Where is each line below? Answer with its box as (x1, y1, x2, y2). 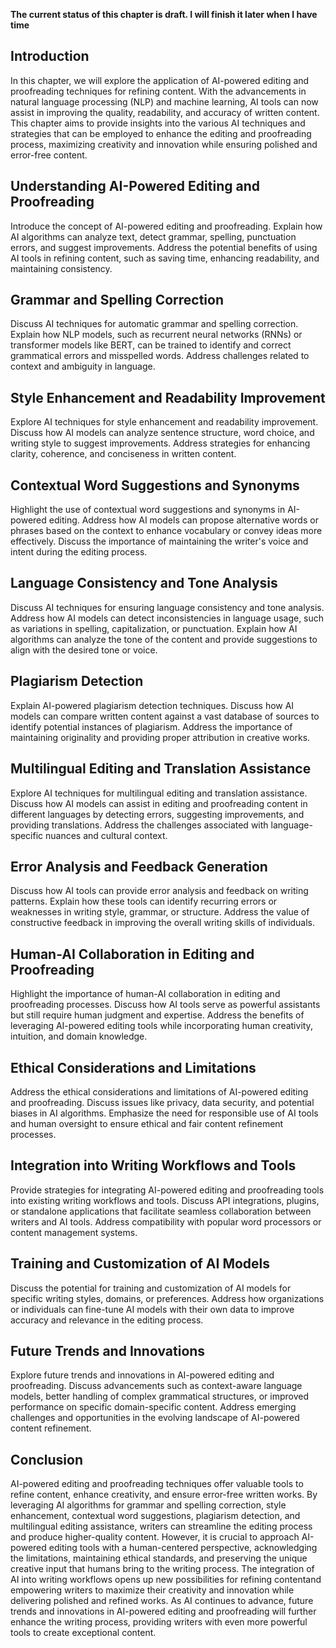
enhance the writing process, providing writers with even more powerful (10, 1616, 308, 1628)
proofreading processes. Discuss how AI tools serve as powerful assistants (10, 999, 321, 1011)
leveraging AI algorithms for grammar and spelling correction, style (10, 1499, 287, 1511)
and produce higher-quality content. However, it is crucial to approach (10, 1531, 300, 1543)
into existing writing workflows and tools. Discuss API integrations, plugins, (10, 1194, 320, 1206)
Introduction (10, 48, 90, 65)
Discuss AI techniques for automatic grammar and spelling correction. (10, 318, 299, 330)
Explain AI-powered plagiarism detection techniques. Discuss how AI (10, 699, 295, 711)
